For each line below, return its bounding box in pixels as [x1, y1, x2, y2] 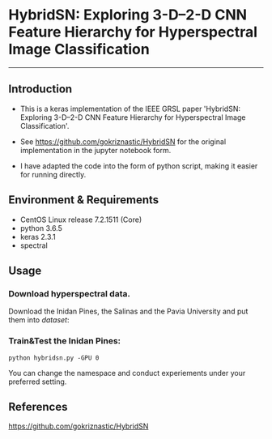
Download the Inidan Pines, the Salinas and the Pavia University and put [8, 306, 249, 317]
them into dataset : [8, 315, 70, 325]
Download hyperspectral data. [8, 288, 131, 299]
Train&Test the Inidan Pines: [8, 335, 121, 347]
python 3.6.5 [19, 223, 62, 232]
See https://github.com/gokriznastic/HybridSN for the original [19, 136, 227, 147]
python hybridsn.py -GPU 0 [8, 354, 100, 362]
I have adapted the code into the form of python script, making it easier [19, 160, 258, 171]
